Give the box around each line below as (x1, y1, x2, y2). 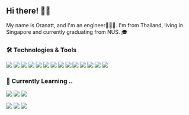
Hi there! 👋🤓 (6, 6, 51, 16)
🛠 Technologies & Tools (6, 46, 77, 54)
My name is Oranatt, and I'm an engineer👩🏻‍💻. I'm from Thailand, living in (6, 21, 184, 28)
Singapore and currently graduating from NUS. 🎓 (6, 28, 128, 36)
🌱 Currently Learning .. (6, 77, 73, 85)
